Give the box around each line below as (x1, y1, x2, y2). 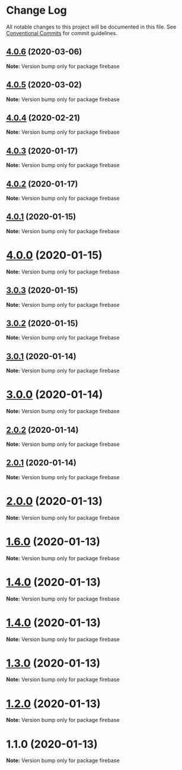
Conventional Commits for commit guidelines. (6, 29, 117, 36)
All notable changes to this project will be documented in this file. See (6, 23, 177, 30)
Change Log (6, 4, 67, 17)
